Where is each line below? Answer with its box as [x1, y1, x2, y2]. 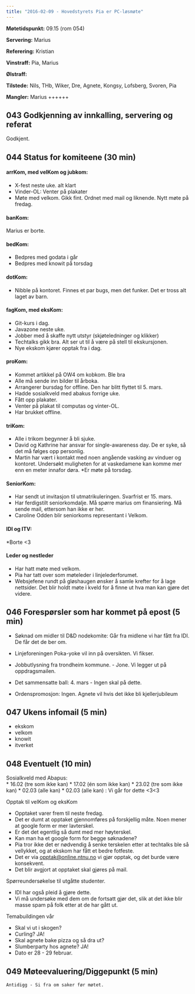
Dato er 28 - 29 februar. [14, 949, 72, 956]
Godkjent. [6, 135, 30, 142]
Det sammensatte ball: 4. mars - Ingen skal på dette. [14, 679, 142, 686]
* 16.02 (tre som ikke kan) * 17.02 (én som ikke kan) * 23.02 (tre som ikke [6, 781, 183, 788]
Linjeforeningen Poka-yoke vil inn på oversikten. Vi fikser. [14, 649, 154, 657]
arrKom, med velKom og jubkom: [6, 169, 88, 176]
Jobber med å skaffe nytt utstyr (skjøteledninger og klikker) [14, 332, 159, 339]
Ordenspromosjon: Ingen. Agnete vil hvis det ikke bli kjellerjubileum [14, 690, 178, 697]
